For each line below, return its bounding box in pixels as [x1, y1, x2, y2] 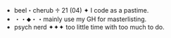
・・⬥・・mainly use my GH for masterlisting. [13, 15, 147, 23]
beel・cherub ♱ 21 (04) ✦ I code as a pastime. [13, 6, 149, 14]
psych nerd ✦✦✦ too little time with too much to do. [13, 23, 165, 31]
